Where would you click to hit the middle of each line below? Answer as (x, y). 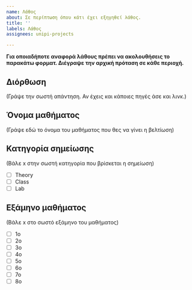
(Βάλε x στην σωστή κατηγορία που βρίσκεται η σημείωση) (80, 163)
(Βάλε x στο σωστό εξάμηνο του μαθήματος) (63, 222)
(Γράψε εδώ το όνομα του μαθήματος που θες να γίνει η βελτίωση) (90, 129)
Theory (24, 174)
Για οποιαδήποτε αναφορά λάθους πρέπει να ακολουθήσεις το (88, 57)
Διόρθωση (26, 82)
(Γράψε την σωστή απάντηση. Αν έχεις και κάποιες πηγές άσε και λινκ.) (96, 96)
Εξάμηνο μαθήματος (46, 208)
